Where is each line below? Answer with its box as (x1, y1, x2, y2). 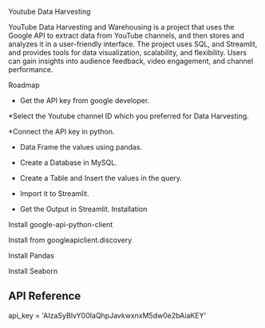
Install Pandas (8, 251, 54, 260)
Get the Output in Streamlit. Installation (19, 204, 148, 214)
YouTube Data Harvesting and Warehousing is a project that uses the (8, 22, 235, 31)
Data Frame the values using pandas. (19, 142, 142, 151)
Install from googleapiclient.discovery (8, 235, 132, 245)
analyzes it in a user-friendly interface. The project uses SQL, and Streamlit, (8, 39, 258, 49)
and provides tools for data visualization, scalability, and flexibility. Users (8, 48, 247, 57)
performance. (8, 65, 53, 74)
